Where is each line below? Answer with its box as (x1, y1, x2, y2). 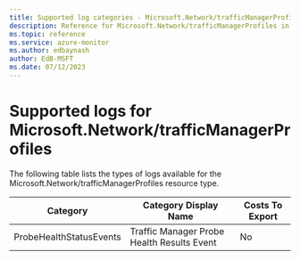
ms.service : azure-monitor (9, 37, 110, 47)
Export (248, 210, 279, 223)
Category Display (142, 199, 219, 211)
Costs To (244, 199, 283, 211)
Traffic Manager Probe (129, 224, 225, 237)
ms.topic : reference (9, 29, 87, 38)
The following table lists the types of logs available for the (9, 168, 222, 179)
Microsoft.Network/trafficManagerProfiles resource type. (9, 177, 220, 188)
